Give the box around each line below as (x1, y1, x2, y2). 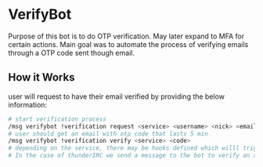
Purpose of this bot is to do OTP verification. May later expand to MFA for (8, 31, 245, 41)
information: (8, 100, 48, 109)
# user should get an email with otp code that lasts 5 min (8, 129, 209, 138)
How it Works (8, 71, 75, 84)
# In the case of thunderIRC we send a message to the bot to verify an (8, 151, 250, 160)
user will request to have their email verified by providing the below (8, 92, 225, 101)
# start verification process (8, 115, 107, 123)
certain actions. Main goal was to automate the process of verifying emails (8, 39, 249, 49)
